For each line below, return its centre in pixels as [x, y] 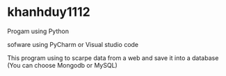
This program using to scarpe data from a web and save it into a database [113, 58]
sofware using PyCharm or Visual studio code [73, 44]
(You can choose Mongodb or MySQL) [63, 65]
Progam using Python [38, 31]
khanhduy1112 [49, 12]
